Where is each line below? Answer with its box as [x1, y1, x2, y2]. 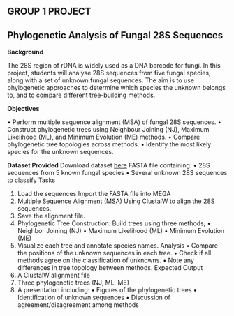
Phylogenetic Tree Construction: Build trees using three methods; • [17, 219, 211, 227]
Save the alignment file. [17, 212, 85, 220]
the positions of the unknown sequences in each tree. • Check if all [17, 249, 212, 257]
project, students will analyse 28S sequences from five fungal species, [7, 69, 211, 77]
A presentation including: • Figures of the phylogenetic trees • [17, 286, 198, 294]
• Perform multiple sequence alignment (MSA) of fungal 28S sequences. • [7, 118, 221, 126]
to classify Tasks [7, 176, 56, 184]
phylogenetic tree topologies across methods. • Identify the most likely [7, 140, 212, 149]
